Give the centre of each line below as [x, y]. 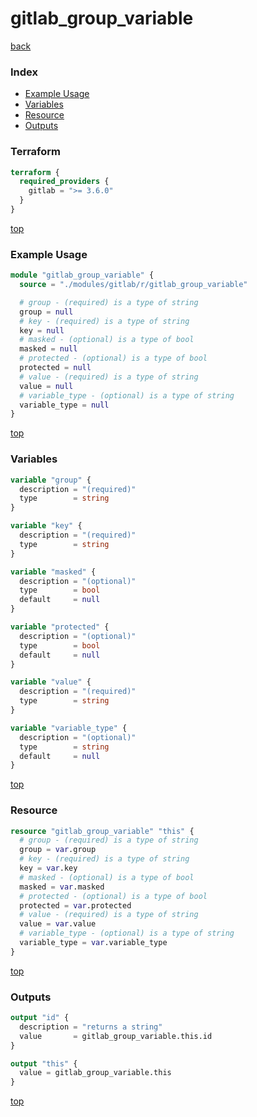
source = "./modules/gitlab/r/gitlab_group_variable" [133, 285]
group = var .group [58, 850]
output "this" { [44, 1063]
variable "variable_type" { [69, 728]
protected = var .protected [75, 905]
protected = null [55, 368]
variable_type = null [64, 405]
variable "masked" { [53, 572]
